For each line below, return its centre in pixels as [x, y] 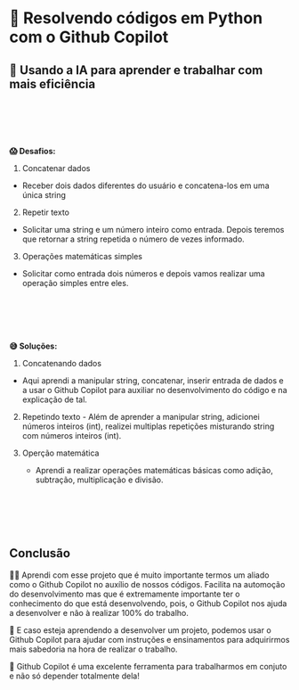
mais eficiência [53, 84]
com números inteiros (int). [72, 435]
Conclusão [40, 553]
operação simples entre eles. [75, 283]
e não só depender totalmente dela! [74, 676]
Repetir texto [45, 212]
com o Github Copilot [89, 37]
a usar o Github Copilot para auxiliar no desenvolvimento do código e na [154, 390]
